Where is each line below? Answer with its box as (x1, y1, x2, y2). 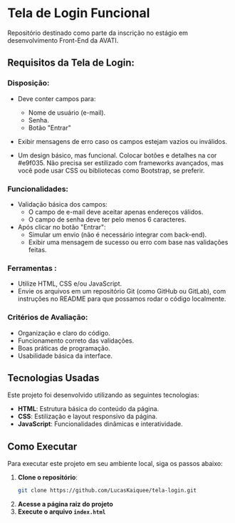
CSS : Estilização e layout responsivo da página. (17, 412, 158, 421)
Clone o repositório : (17, 473, 78, 482)
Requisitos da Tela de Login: (7, 57, 135, 69)
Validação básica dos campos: (17, 200, 108, 208)
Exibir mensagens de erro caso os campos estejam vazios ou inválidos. (17, 137, 228, 145)
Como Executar (7, 440, 78, 452)
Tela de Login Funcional (7, 5, 150, 21)
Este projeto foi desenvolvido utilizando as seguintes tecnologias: (7, 390, 199, 400)
